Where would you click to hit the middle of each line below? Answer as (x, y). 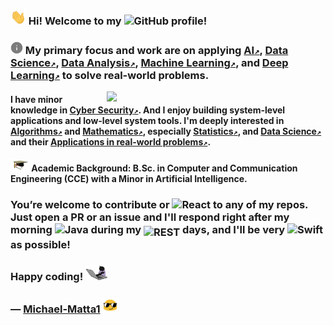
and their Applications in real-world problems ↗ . (111, 141)
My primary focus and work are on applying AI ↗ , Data (156, 51)
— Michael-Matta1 (55, 309)
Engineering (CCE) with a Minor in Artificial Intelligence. (129, 179)
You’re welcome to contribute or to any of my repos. (159, 205)
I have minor (36, 99)
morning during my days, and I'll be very (148, 230)
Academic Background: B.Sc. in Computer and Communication (164, 168)
